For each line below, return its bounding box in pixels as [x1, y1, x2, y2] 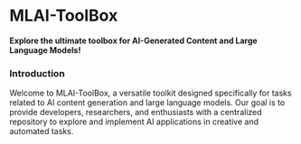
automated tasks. [9, 126, 74, 137]
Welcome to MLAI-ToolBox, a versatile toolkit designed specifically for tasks [9, 87, 292, 99]
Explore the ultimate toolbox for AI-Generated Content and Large [9, 35, 258, 46]
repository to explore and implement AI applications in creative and [9, 116, 259, 127]
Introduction [9, 67, 65, 79]
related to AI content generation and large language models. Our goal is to [9, 97, 286, 108]
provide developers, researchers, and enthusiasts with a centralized [9, 107, 262, 118]
